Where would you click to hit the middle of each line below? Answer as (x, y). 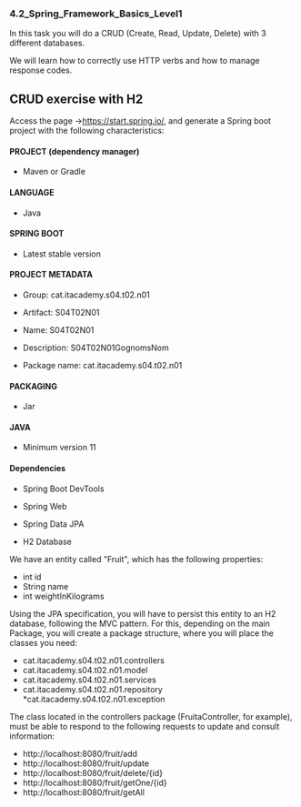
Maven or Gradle (54, 172)
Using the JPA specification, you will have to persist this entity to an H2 (143, 613)
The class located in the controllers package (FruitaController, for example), (151, 716)
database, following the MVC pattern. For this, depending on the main (140, 623)
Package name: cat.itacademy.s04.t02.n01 (102, 365)
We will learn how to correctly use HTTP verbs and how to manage (135, 61)
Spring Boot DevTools (63, 489)
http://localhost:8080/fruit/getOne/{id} (95, 782)
